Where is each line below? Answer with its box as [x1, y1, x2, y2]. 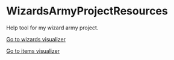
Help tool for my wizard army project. [6, 24, 99, 31]
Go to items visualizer [6, 47, 60, 55]
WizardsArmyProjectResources [6, 4, 169, 18]
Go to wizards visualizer [6, 35, 66, 43]
